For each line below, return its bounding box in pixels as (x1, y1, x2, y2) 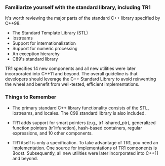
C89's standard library (12, 56, 58, 62)
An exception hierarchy (12, 51, 60, 57)
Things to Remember (5, 94, 57, 100)
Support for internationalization (12, 40, 76, 46)
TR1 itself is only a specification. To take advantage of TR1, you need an (12, 139, 159, 145)
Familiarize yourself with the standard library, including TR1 (5, 4, 151, 11)
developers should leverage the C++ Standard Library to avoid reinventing (5, 76, 156, 82)
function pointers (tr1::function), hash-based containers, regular (12, 125, 142, 131)
